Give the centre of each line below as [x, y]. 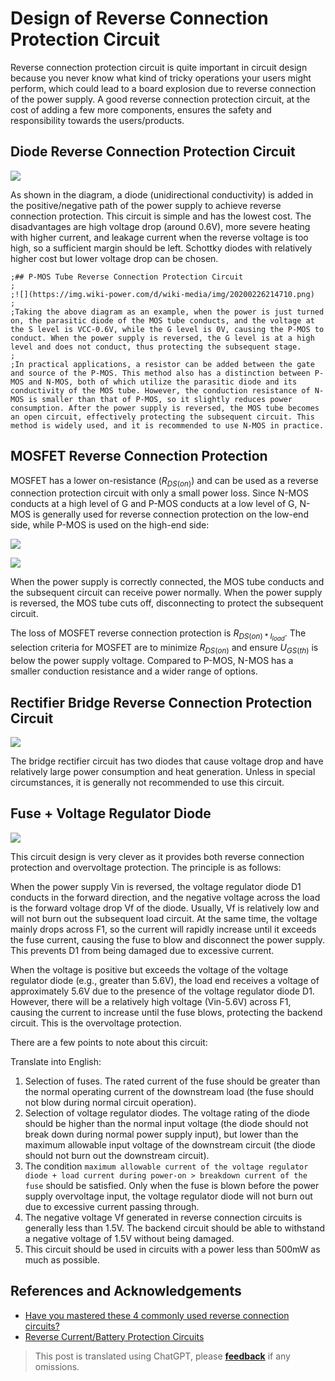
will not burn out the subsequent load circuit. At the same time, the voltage [164, 918]
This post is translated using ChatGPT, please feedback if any [162, 1356]
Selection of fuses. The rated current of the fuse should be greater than [172, 1081]
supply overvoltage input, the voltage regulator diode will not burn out [168, 1196]
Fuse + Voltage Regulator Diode [111, 813]
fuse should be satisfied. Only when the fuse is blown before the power [172, 1185]
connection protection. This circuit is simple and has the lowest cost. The [161, 216]
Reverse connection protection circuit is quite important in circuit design [159, 67]
